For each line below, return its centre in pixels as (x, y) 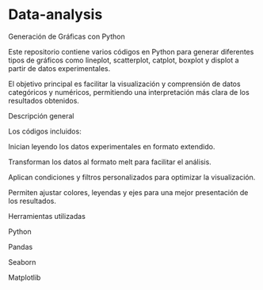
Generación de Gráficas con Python (67, 36)
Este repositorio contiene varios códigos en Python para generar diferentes (131, 51)
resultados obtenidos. (44, 100)
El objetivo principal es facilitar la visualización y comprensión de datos (124, 84)
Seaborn (22, 262)
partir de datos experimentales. (59, 68)
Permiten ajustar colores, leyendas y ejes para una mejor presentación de (128, 192)
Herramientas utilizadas (47, 216)
